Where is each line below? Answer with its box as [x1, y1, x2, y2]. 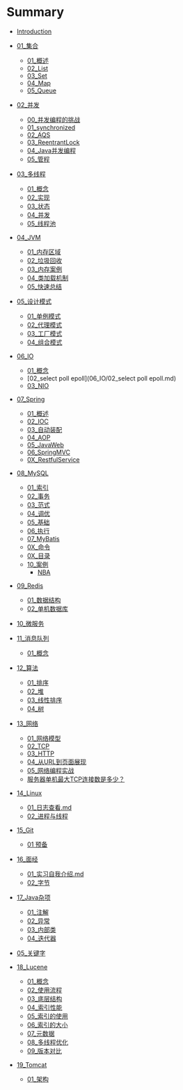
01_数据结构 [26, 595, 61, 604]
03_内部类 [26, 925, 56, 933]
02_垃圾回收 [26, 256, 63, 264]
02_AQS [26, 130, 51, 139]
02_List [26, 64, 49, 72]
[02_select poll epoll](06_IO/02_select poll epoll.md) [26, 374, 177, 383]
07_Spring [16, 394, 45, 403]
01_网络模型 [26, 734, 61, 742]
